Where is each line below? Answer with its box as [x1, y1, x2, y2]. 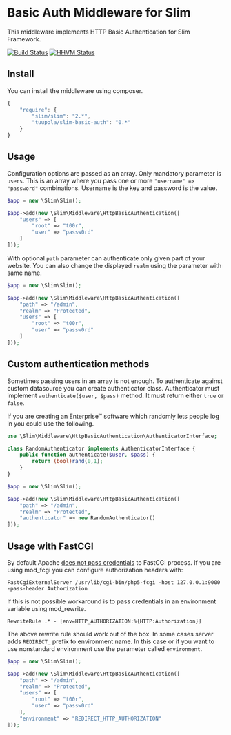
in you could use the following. [7, 419, 94, 428]
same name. [7, 269, 43, 277]
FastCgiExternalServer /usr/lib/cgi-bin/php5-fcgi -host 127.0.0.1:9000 [7, 579, 221, 586]
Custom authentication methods [7, 358, 150, 370]
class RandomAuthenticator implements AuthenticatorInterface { [7, 445, 196, 452]
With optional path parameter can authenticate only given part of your [7, 253, 205, 262]
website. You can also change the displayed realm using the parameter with [7, 261, 222, 269]
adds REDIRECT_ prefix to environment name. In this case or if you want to [7, 637, 215, 645]
